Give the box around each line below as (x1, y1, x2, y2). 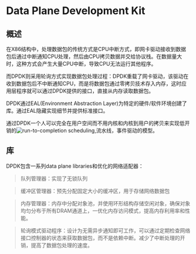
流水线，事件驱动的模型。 (96, 127, 158, 134)
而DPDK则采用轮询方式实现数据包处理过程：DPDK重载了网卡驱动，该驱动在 (6, 73, 189, 80)
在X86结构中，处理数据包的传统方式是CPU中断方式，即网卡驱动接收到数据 (6, 46, 187, 52)
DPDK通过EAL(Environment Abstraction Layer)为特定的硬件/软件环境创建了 (6, 100, 187, 107)
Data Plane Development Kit (6, 4, 146, 18)
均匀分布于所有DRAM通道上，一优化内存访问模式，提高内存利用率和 (20, 207, 185, 214)
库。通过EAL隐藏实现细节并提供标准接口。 (6, 107, 109, 114)
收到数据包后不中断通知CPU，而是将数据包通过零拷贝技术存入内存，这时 (6, 80, 182, 87)
